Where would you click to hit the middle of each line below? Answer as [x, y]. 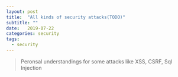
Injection [31, 68]
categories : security [33, 34]
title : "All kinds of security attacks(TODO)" [66, 17]
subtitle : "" [22, 23]
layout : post [22, 12]
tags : [13, 39]
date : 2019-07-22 [30, 28]
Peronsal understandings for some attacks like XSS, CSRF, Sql [96, 61]
